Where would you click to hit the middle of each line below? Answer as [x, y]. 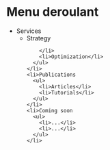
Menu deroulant [53, 12]
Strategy [39, 38]
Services [29, 31]
